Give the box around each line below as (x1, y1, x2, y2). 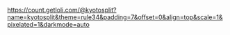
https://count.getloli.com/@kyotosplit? (7, 6, 117, 14)
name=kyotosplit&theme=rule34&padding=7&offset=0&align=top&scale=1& (7, 13, 223, 21)
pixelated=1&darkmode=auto (7, 21, 90, 28)
